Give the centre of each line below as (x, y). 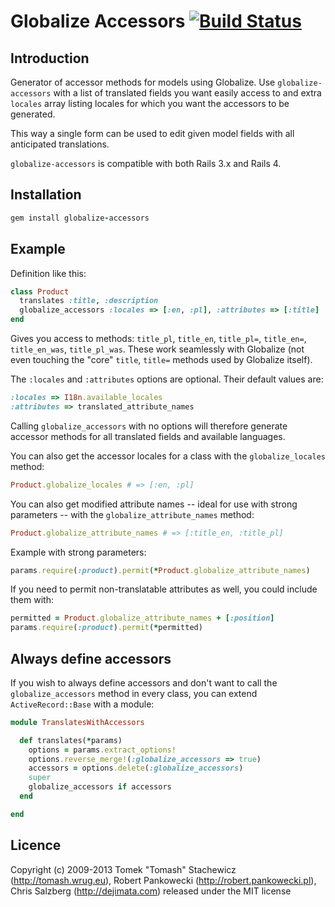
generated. (33, 114)
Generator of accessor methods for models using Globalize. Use (143, 82)
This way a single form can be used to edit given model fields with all (152, 133)
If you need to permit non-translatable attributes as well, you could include (164, 589)
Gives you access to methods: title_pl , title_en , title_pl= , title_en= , (158, 338)
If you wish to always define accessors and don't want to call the (144, 682)
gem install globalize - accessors (80, 218)
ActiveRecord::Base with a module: (82, 704)
